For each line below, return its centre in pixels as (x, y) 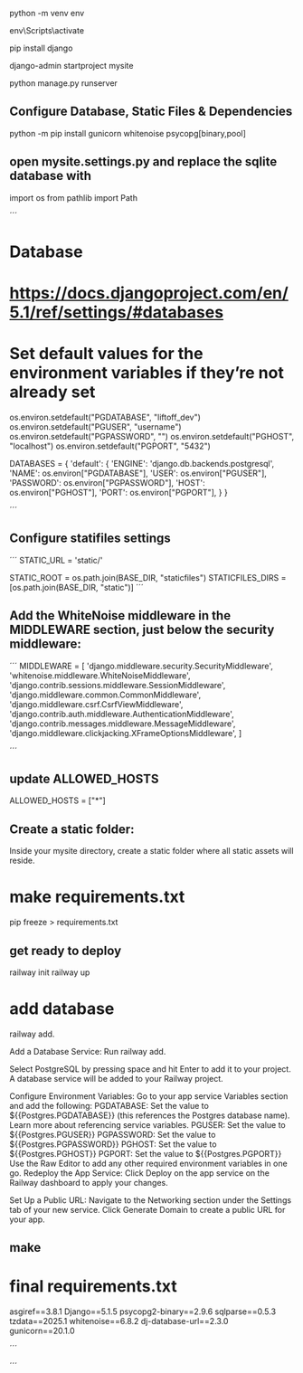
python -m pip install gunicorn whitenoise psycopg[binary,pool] (128, 133)
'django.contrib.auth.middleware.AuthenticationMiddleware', (122, 714)
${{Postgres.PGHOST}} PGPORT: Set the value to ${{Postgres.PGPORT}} (146, 1153)
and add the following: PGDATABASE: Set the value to (109, 1105)
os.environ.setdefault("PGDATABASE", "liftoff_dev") (105, 417)
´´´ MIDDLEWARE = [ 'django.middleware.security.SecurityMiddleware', (142, 666)
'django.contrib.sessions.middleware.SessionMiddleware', (118, 685)
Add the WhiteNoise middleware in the (120, 615)
